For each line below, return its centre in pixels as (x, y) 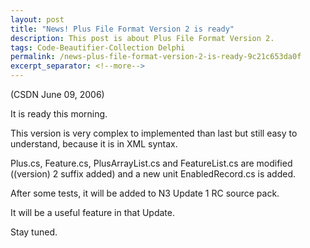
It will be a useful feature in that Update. (92, 212)
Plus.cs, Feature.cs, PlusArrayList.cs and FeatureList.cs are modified (151, 163)
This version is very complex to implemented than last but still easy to (154, 133)
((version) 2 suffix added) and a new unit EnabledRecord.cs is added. (153, 174)
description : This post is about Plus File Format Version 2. (142, 38)
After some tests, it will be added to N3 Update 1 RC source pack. (145, 193)
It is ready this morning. (59, 114)
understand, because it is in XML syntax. (94, 144)
